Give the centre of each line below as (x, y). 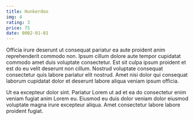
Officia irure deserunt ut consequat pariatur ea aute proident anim (86, 50)
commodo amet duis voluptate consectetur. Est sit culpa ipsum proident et (96, 63)
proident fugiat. (25, 111)
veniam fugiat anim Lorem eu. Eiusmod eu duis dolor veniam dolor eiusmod (97, 99)
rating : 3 (18, 22)
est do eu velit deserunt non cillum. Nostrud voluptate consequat (85, 68)
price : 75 (18, 28)
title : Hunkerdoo (27, 11)
